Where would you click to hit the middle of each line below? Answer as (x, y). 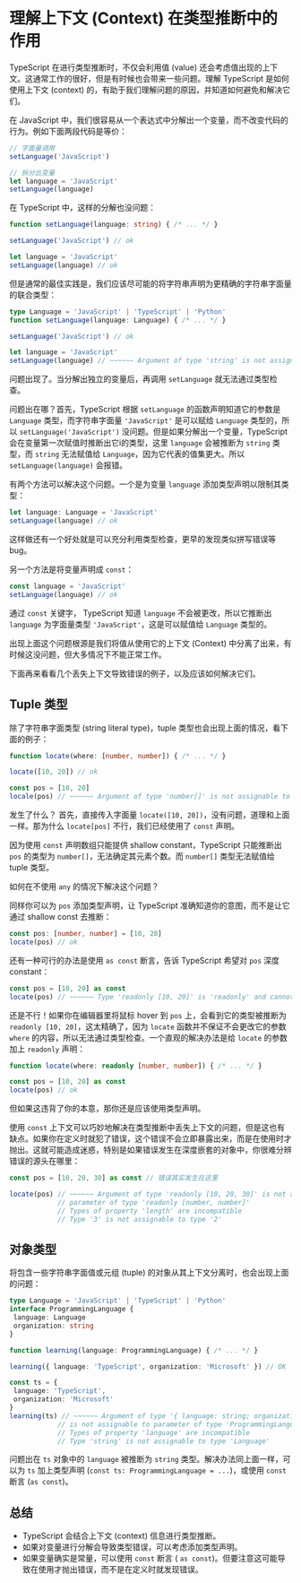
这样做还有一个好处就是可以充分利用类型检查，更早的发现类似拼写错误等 (142, 539)
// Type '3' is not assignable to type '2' (139, 1219)
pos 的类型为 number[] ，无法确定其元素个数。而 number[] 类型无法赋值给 (142, 856)
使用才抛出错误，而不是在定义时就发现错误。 (120, 1570)
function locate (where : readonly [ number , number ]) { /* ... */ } (136, 1066)
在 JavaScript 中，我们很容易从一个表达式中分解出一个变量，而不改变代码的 (149, 120)
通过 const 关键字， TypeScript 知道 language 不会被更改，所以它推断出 (141, 613)
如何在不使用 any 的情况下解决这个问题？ (84, 887)
